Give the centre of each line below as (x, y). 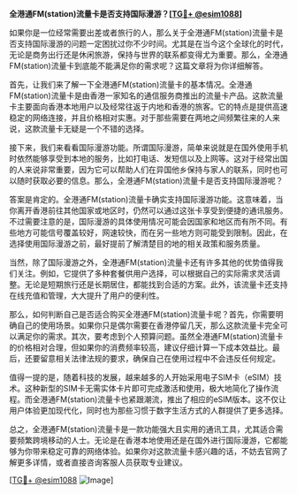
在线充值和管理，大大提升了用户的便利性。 (87, 296)
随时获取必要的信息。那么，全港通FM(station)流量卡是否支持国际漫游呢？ (150, 181)
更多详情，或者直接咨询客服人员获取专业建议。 (102, 462)
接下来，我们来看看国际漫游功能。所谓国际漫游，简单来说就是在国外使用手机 (148, 148)
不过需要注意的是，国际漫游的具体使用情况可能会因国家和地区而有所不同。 (145, 221)
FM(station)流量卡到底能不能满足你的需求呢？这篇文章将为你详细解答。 (138, 66)
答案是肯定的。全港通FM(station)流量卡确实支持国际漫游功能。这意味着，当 (146, 199)
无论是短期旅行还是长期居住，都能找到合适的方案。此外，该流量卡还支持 (156, 285)
